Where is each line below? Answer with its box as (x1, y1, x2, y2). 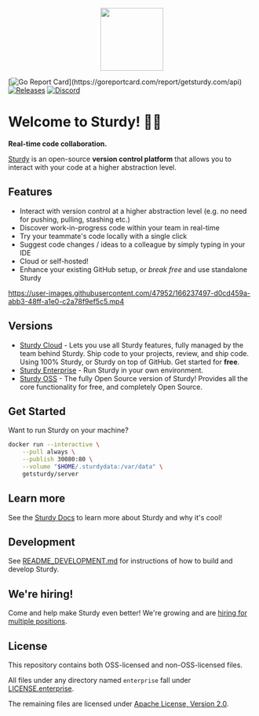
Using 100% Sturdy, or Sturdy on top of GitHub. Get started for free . (19, 357, 240, 366)
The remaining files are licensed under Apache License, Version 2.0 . (8, 699, 229, 708)
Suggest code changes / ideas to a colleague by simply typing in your (19, 240, 246, 249)
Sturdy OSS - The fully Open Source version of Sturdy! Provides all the (19, 373, 249, 383)
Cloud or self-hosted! (19, 256, 89, 266)
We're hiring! (8, 587, 74, 600)
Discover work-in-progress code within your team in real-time (19, 222, 220, 232)
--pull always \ (22, 448, 76, 456)
